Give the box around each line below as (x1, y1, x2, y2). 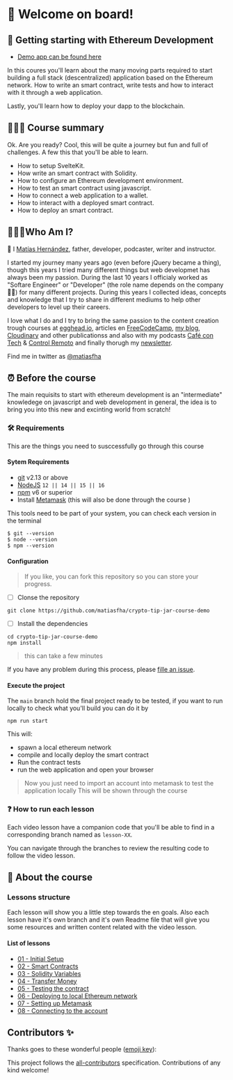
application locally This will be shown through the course (24, 786, 188, 795)
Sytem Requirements (7, 458, 70, 466)
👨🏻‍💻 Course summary (7, 122, 104, 134)
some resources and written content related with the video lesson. (7, 923, 197, 931)
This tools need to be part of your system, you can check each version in (7, 509, 217, 517)
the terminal (7, 516, 42, 525)
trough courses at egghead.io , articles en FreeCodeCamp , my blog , (7, 324, 200, 332)
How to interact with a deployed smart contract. (17, 198, 154, 207)
